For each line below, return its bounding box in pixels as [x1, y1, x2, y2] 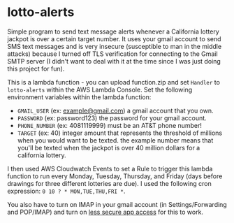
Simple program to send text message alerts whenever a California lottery [7, 27, 220, 36]
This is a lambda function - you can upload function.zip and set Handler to [7, 78, 220, 86]
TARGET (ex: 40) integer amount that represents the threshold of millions [17, 129, 223, 137]
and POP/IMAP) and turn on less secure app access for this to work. [7, 208, 204, 216]
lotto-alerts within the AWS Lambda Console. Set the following [7, 85, 193, 94]
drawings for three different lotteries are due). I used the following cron [7, 179, 212, 187]
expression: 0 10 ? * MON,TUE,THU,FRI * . [7, 187, 126, 195]
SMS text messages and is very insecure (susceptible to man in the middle [7, 42, 222, 50]
